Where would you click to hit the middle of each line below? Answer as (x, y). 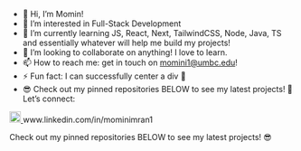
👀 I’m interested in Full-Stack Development (102, 24)
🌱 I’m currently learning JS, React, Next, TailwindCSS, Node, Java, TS (152, 33)
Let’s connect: (49, 99)
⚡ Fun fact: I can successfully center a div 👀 (104, 76)
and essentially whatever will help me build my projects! (126, 42)
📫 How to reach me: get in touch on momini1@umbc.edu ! (130, 62)
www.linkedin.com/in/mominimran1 (88, 119)
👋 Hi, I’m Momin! (53, 14)
